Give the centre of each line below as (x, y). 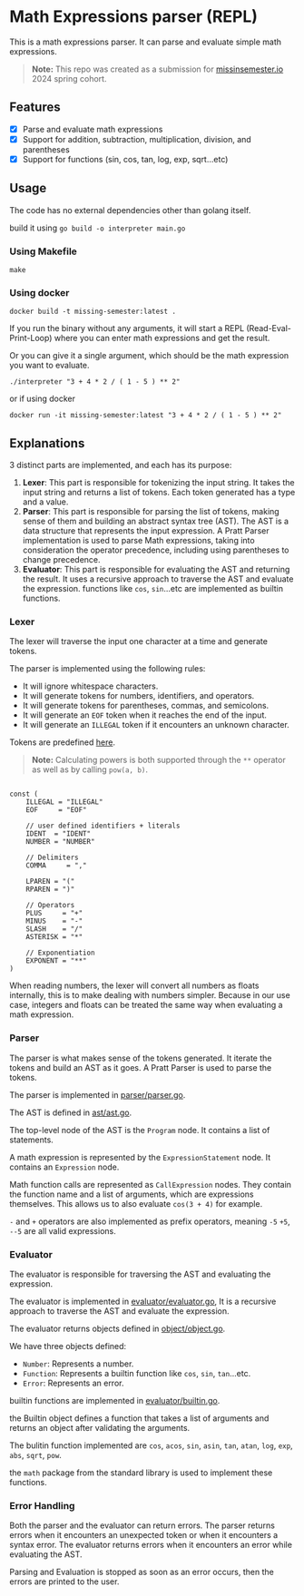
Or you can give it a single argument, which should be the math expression (149, 356)
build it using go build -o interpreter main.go (98, 228)
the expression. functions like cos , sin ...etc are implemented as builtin (153, 589)
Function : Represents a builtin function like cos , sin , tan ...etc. (137, 1374)
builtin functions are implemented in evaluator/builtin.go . (115, 1401)
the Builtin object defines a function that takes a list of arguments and (139, 1418)
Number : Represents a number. (78, 1364)
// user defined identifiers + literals (103, 826)
